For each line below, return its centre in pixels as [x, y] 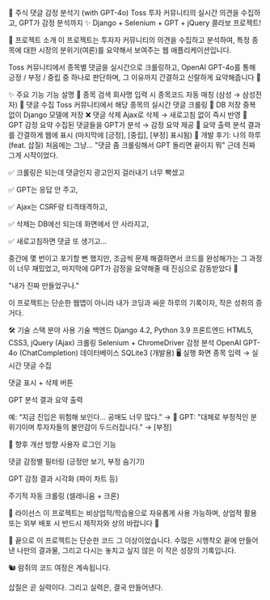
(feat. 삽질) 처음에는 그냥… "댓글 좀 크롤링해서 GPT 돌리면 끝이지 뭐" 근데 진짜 [132, 145]
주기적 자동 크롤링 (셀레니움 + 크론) [64, 496]
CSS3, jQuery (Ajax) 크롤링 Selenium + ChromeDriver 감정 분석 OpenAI [125, 342]
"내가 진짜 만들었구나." [44, 285]
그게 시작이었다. [34, 155]
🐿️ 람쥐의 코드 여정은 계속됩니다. [59, 568]
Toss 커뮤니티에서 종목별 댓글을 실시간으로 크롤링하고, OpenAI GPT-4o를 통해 [132, 67]
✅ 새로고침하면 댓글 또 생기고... [58, 241]
